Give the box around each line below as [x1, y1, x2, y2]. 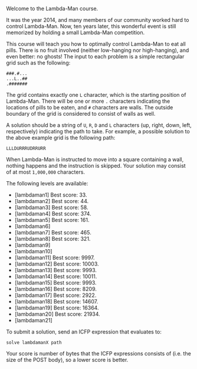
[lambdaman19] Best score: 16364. [14, 304, 99, 311]
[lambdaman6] [14, 223, 51, 230]
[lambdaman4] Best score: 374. [14, 210, 91, 217]
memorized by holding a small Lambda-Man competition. [6, 29, 145, 36]
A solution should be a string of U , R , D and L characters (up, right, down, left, [6, 122, 192, 129]
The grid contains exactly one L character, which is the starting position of [6, 92, 186, 98]
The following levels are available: [6, 180, 88, 187]
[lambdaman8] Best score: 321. [14, 236, 91, 242]
